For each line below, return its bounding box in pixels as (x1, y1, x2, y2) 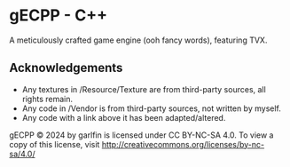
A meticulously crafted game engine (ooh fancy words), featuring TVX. (9, 35, 268, 45)
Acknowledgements (9, 60, 123, 76)
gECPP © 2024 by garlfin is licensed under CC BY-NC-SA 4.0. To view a (9, 130, 274, 140)
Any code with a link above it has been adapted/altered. (21, 112, 226, 123)
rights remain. (21, 93, 74, 104)
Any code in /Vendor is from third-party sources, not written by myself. (21, 103, 281, 114)
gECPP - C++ (9, 5, 108, 26)
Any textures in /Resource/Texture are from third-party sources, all (21, 83, 266, 94)
